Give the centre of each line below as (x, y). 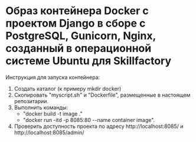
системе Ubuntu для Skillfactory (89, 61)
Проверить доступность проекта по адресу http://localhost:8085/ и (99, 126)
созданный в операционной (79, 49)
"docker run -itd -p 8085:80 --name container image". (89, 120)
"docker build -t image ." (53, 114)
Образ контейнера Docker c (77, 11)
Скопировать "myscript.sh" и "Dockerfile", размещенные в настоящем (102, 95)
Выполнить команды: (41, 107)
